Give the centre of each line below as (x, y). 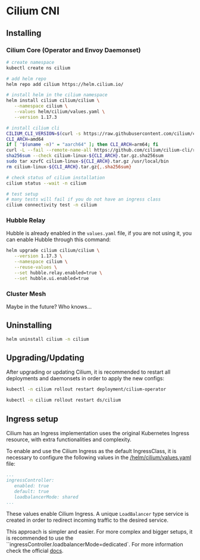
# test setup (22, 194)
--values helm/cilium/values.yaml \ (60, 112)
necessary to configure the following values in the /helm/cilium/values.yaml (99, 457)
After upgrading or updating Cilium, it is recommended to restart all (88, 372)
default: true (32, 491)
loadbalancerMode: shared (46, 497)
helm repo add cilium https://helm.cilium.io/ (65, 84)
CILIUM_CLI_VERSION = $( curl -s (44, 133)
